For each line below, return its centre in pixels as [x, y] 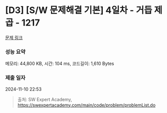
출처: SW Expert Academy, [45, 99]
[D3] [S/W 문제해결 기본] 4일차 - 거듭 [79, 10]
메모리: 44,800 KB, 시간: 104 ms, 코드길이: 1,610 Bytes [60, 63]
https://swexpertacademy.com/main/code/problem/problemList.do [87, 105]
